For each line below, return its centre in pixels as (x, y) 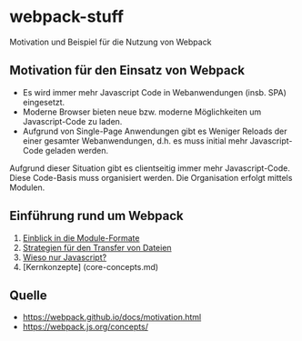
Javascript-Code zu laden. (72, 121)
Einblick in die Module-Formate (81, 237)
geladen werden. (77, 150)
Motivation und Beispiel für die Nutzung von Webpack (111, 42)
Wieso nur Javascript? (65, 257)
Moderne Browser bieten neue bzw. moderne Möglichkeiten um (142, 112)
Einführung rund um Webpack (96, 216)
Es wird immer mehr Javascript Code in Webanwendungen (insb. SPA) (154, 92)
